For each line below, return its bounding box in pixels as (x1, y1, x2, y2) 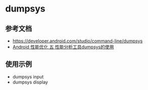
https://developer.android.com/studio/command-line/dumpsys (12, 38, 143, 44)
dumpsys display (12, 79, 48, 85)
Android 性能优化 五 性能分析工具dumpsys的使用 (12, 44, 114, 50)
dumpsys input (12, 73, 44, 79)
